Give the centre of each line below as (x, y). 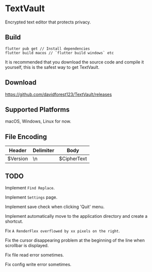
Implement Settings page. (31, 197)
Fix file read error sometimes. (34, 255)
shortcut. (14, 221)
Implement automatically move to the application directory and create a (76, 216)
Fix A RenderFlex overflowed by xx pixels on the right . (63, 231)
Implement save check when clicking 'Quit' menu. (55, 207)
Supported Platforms (37, 110)
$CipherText (73, 159)
